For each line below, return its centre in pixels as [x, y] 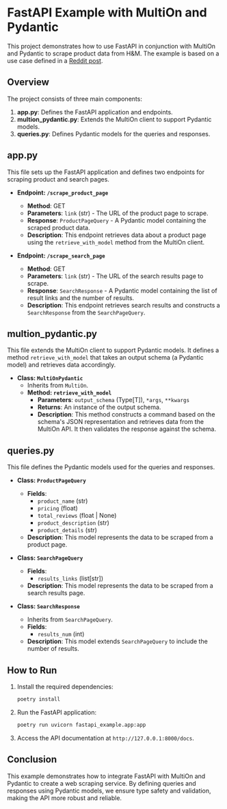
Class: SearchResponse [48, 606]
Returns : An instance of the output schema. [99, 407]
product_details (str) [67, 530]
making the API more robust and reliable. [64, 798]
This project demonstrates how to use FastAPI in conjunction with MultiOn [111, 46]
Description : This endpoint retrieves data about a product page [117, 235]
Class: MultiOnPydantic [50, 378]
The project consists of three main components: [75, 99]
